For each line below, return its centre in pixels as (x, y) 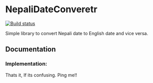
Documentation (31, 49)
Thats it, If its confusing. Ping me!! (41, 75)
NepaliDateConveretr (51, 9)
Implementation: (26, 64)
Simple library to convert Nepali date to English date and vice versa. (77, 33)
